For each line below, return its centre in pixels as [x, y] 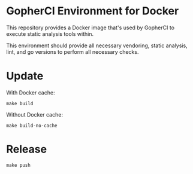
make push [19, 165]
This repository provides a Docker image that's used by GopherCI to [91, 28]
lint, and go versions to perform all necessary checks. [73, 51]
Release [26, 149]
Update [25, 76]
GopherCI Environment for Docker [93, 11]
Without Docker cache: [34, 114]
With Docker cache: [31, 92]
